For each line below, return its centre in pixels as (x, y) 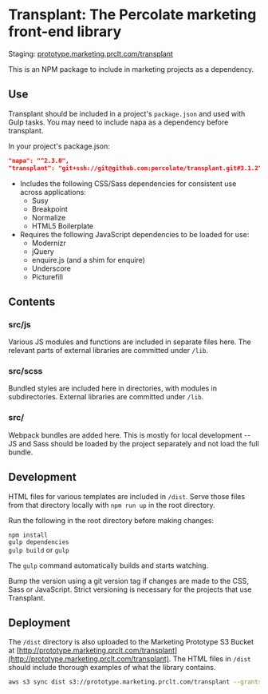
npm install (28, 535)
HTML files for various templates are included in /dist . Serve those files (127, 496)
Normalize (49, 217)
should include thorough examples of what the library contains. (112, 668)
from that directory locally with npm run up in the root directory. (112, 505)
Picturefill (47, 276)
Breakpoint (49, 208)
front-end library (65, 32)
